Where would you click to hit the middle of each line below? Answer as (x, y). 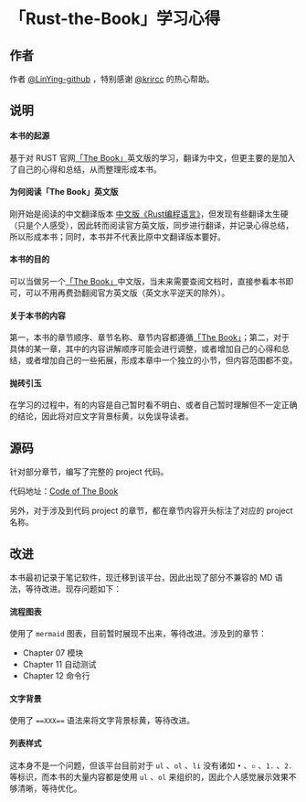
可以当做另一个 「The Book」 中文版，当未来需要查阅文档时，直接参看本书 (148, 281)
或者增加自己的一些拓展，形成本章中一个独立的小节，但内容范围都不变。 (161, 360)
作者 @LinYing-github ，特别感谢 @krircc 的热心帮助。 (112, 79)
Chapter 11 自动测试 (59, 665)
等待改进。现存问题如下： (73, 589)
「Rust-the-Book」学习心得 (115, 19)
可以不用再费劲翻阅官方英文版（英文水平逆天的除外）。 (127, 293)
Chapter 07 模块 (53, 653)
